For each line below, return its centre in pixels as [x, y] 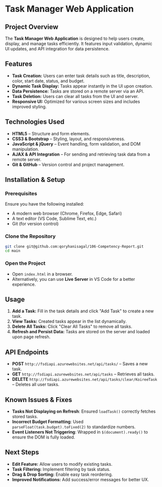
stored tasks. [25, 417]
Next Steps [22, 452]
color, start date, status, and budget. [48, 81]
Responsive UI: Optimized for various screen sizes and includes [76, 101]
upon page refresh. [31, 337]
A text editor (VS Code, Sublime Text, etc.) [54, 219]
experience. [24, 284]
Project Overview [32, 27]
